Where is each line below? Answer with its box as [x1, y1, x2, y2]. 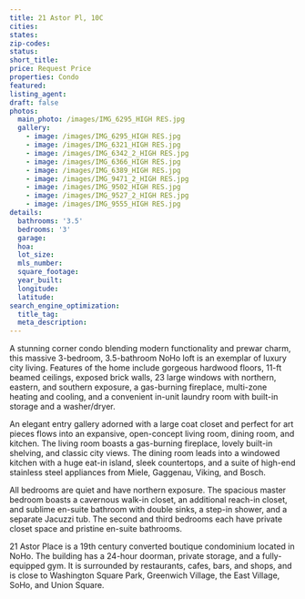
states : [9, 30, 39, 39]
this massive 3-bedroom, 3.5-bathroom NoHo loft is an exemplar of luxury [9, 352, 287, 364]
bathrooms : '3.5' [17, 216, 84, 226]
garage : [17, 233, 47, 242]
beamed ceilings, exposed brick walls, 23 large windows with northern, [9, 372, 277, 383]
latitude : [17, 292, 55, 301]
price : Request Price [9, 65, 92, 74]
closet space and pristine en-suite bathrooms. [9, 523, 183, 534]
